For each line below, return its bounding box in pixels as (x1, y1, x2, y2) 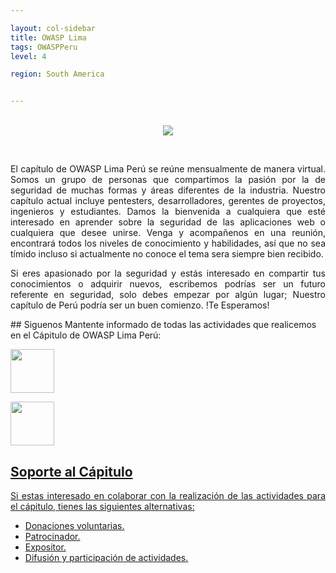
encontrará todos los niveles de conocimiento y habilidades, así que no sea (10, 237, 326, 250)
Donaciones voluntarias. (24, 519, 125, 531)
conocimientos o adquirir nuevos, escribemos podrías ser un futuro (10, 278, 326, 290)
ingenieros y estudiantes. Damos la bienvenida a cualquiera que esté (10, 206, 326, 218)
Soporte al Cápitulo (10, 463, 133, 480)
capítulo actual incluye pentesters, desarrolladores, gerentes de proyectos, (10, 195, 326, 207)
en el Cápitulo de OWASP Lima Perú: (10, 329, 162, 341)
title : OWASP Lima (10, 32, 87, 43)
